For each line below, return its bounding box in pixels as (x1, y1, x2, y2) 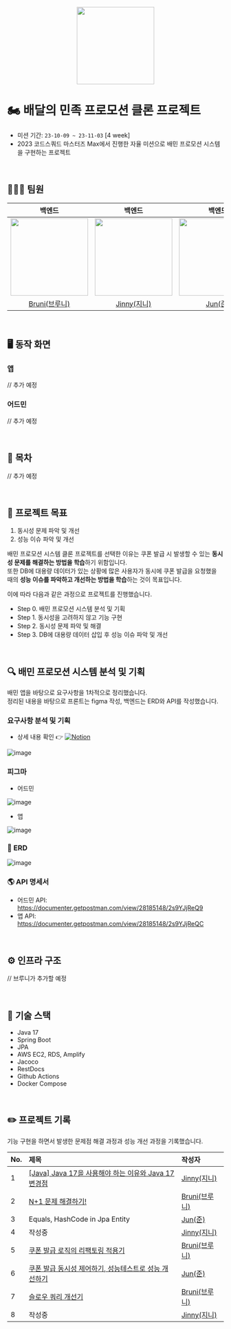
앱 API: (16, 912, 36, 921)
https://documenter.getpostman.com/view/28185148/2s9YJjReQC (16, 920, 204, 928)
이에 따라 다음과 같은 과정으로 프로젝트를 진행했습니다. (7, 590, 153, 598)
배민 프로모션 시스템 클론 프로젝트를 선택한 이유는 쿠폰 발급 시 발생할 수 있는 (7, 550, 211, 558)
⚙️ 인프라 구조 (7, 954, 62, 966)
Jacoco (16, 1057, 39, 1066)
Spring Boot (16, 1035, 52, 1044)
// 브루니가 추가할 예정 (7, 974, 67, 982)
